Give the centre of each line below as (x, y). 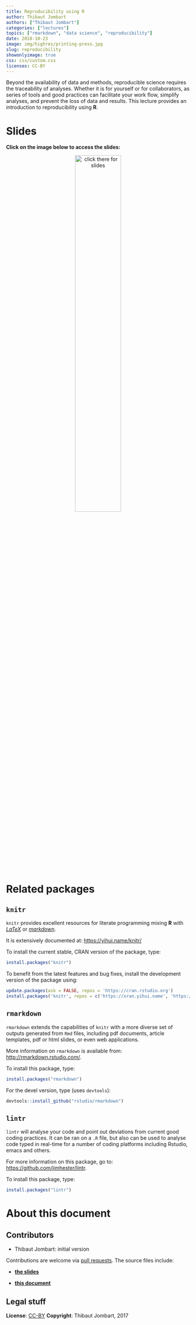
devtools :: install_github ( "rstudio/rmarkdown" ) (65, 1101)
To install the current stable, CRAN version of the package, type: (83, 952)
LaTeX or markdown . (31, 929)
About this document (58, 1214)
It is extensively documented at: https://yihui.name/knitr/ (74, 941)
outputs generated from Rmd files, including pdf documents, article (85, 1033)
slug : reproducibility (34, 50)
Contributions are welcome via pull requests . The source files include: (90, 1261)
